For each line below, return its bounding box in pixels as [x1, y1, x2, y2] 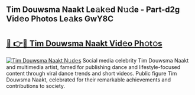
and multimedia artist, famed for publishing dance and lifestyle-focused [6, 64, 181, 70]
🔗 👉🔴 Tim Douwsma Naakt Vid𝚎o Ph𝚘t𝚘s [6, 38, 162, 48]
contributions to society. [6, 83, 66, 89]
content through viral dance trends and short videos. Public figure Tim [6, 70, 177, 77]
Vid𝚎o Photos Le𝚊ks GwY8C [6, 14, 114, 24]
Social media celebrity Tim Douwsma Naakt [82, 57, 189, 64]
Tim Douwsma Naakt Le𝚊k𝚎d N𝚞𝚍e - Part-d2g [6, 5, 180, 15]
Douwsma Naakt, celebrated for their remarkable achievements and [6, 76, 171, 83]
